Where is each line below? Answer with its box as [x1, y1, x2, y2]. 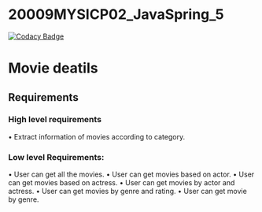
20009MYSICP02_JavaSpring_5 [8, 6, 224, 24]
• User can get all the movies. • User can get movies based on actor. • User [8, 169, 255, 179]
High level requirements [8, 114, 102, 125]
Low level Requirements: [8, 151, 105, 162]
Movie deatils [8, 59, 98, 77]
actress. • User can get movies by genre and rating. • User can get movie [8, 187, 248, 196]
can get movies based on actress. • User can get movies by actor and [8, 178, 235, 188]
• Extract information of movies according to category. [8, 132, 186, 141]
